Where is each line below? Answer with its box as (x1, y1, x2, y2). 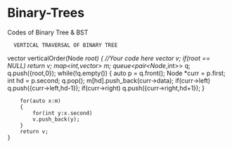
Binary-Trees (7, 5, 85, 21)
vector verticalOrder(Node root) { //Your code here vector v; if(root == (7, 54, 211, 62)
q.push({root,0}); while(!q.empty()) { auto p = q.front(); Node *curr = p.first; (7, 69, 226, 77)
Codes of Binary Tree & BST (7, 28, 89, 36)
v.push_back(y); (32, 116, 80, 123)
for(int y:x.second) (32, 109, 93, 116)
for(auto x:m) (20, 97, 61, 105)
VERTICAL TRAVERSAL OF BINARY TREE (13, 41, 118, 48)
